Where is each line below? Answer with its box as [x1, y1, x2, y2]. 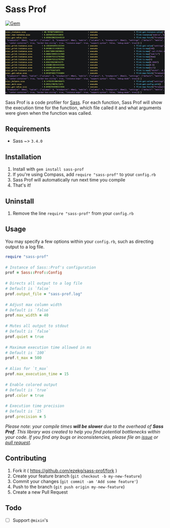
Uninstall [5, 197, 34, 205]
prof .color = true [5, 393, 44, 398]
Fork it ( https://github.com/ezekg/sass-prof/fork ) [12, 467, 117, 473]
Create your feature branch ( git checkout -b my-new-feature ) [12, 473, 142, 479]
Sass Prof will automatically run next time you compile [12, 177, 125, 183]
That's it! [12, 182, 31, 188]
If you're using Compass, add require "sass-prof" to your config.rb [12, 171, 156, 178]
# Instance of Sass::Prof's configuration [5, 265, 96, 270]
